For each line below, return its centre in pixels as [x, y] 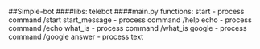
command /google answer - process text [76, 36]
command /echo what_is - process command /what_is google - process [128, 28]
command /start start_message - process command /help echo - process [130, 20]
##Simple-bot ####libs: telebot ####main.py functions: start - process [126, 11]
